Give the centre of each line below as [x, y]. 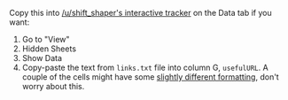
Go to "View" [46, 39]
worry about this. [53, 86]
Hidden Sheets [49, 49]
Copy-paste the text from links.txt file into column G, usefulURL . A [145, 67]
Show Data [42, 58]
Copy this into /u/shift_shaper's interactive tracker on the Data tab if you [140, 13]
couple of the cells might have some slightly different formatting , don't [150, 77]
